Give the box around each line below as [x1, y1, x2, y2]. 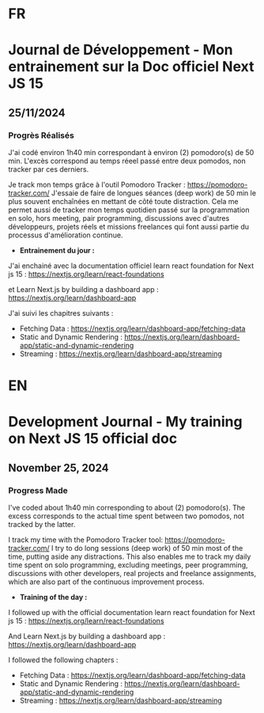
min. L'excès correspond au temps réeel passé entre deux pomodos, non [8, 156, 247, 166]
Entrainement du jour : [19, 246, 95, 256]
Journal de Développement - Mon [8, 41, 233, 59]
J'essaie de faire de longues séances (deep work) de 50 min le [51, 188, 257, 198]
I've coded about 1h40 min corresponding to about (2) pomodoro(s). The [8, 503, 246, 513]
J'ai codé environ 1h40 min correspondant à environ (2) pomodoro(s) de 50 [8, 148, 255, 157]
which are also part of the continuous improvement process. [8, 577, 205, 586]
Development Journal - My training [8, 413, 243, 431]
